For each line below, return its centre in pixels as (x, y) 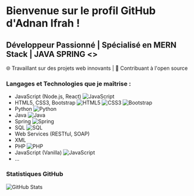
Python (23, 109)
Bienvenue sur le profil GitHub (81, 11)
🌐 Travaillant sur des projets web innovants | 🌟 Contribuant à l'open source (97, 68)
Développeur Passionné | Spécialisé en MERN (91, 45)
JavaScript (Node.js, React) (48, 97)
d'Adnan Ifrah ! (43, 23)
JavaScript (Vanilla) (38, 153)
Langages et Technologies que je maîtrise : (68, 83)
